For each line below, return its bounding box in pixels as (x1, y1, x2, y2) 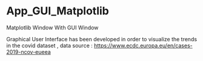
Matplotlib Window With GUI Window (6, 24, 99, 31)
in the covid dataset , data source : (6, 42, 93, 49)
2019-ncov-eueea (6, 48, 52, 55)
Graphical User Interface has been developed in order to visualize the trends (6, 35, 198, 42)
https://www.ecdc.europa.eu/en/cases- (93, 42, 193, 49)
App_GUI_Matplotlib (6, 4, 109, 18)
